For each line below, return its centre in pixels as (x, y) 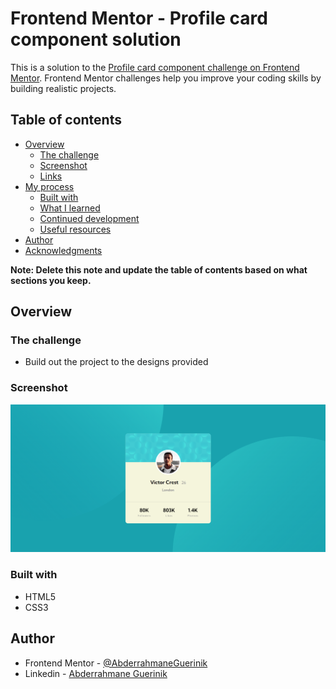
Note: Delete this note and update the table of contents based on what (159, 269)
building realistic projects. (63, 88)
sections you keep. (51, 280)
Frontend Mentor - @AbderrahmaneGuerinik (116, 663)
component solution (96, 39)
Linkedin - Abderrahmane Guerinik (96, 673)
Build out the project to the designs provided (116, 362)
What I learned (70, 208)
